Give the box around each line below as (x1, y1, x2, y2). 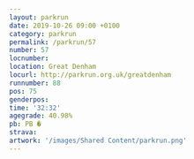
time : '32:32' (9, 103, 62, 112)
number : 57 (9, 46, 49, 55)
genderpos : (9, 95, 49, 104)
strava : (9, 128, 38, 137)
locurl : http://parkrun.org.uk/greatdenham (9, 71, 172, 79)
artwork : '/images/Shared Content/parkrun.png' (9, 136, 188, 145)
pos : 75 (9, 87, 38, 95)
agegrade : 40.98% (9, 111, 73, 120)
